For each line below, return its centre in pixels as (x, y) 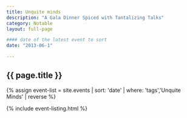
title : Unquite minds (34, 12)
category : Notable (29, 23)
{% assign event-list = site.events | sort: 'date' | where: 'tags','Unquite (93, 90)
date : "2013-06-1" (29, 46)
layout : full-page (29, 29)
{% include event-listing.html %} (47, 108)
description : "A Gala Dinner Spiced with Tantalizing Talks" (85, 18)
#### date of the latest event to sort (57, 40)
